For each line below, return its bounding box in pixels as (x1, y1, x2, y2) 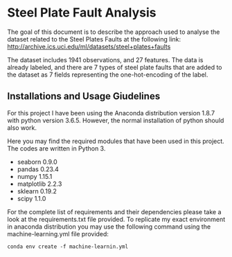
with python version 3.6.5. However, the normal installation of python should (7, 116, 224, 124)
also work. (7, 123, 37, 132)
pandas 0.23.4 (17, 164, 59, 173)
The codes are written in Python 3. (7, 144, 106, 153)
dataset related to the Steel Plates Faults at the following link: (7, 35, 181, 43)
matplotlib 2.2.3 (17, 180, 62, 188)
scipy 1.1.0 (17, 194, 46, 202)
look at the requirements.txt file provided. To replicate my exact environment (7, 215, 226, 223)
